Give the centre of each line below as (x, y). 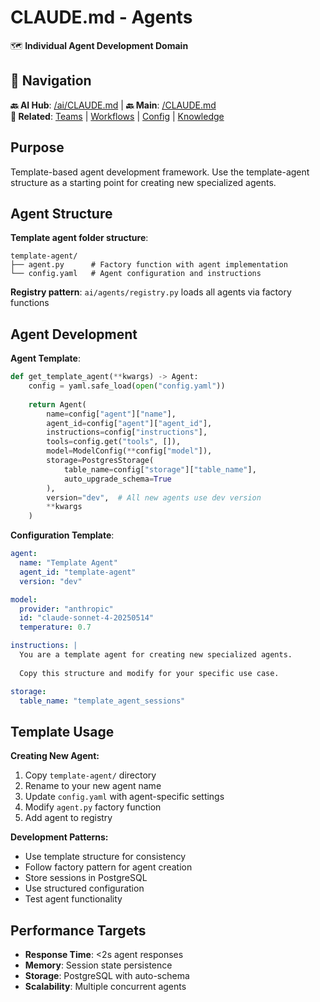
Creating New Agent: (55, 756)
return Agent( (57, 404)
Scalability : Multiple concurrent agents (105, 987)
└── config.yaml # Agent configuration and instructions (136, 274)
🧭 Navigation (51, 81)
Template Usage (62, 731)
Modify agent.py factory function (93, 807)
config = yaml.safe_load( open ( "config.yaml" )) (127, 386)
